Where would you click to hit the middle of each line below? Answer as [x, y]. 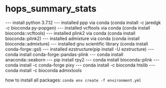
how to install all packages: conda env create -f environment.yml [73, 80]
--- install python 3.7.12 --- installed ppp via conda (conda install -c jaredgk [83, 22]
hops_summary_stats [51, 9]
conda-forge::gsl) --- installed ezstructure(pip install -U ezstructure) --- [80, 49]
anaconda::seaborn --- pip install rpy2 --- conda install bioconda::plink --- [82, 59]
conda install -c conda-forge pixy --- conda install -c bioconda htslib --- [80, 65]
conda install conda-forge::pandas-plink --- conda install [64, 54]
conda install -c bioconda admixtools [44, 70]
